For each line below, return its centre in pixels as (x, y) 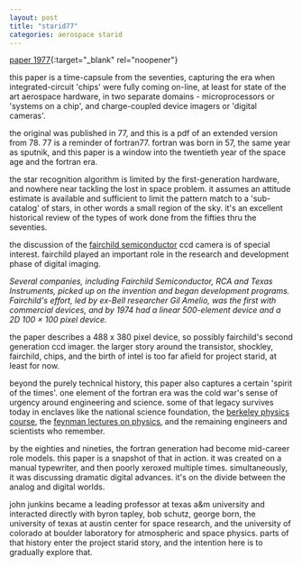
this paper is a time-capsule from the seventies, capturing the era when (142, 78)
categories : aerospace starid (66, 34)
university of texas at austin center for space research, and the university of (150, 524)
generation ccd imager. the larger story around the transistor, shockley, (141, 347)
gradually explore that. (51, 552)
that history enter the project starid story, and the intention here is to (136, 543)
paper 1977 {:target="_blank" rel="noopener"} (94, 60)
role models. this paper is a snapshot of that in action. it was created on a (146, 458)
